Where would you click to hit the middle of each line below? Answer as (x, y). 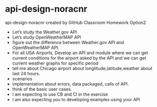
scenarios (22, 79)
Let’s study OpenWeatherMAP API (47, 37)
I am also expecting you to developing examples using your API (76, 99)
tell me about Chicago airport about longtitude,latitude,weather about (82, 68)
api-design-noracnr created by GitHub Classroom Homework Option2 (76, 22)
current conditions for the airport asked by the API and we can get (79, 58)
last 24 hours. (26, 73)
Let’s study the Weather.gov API (44, 32)
